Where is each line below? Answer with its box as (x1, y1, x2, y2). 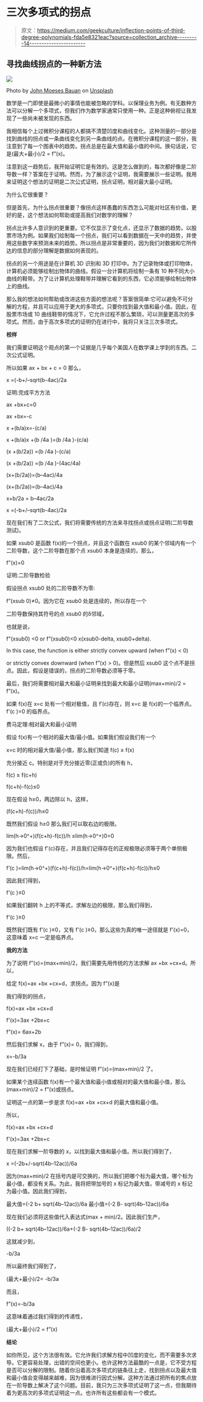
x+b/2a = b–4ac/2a (6, 495, 54, 502)
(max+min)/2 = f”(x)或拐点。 (6, 1085, 77, 1093)
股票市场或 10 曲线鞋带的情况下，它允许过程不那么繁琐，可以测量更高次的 (6, 310, 190, 318)
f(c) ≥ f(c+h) (6, 771, 37, 778)
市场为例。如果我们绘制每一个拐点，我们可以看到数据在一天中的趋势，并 (11, 231, 192, 239)
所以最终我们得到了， (6, 1262, 59, 1269)
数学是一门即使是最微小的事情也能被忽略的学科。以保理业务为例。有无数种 (6, 99, 192, 107)
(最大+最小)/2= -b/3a (6, 1275, 59, 1282)
